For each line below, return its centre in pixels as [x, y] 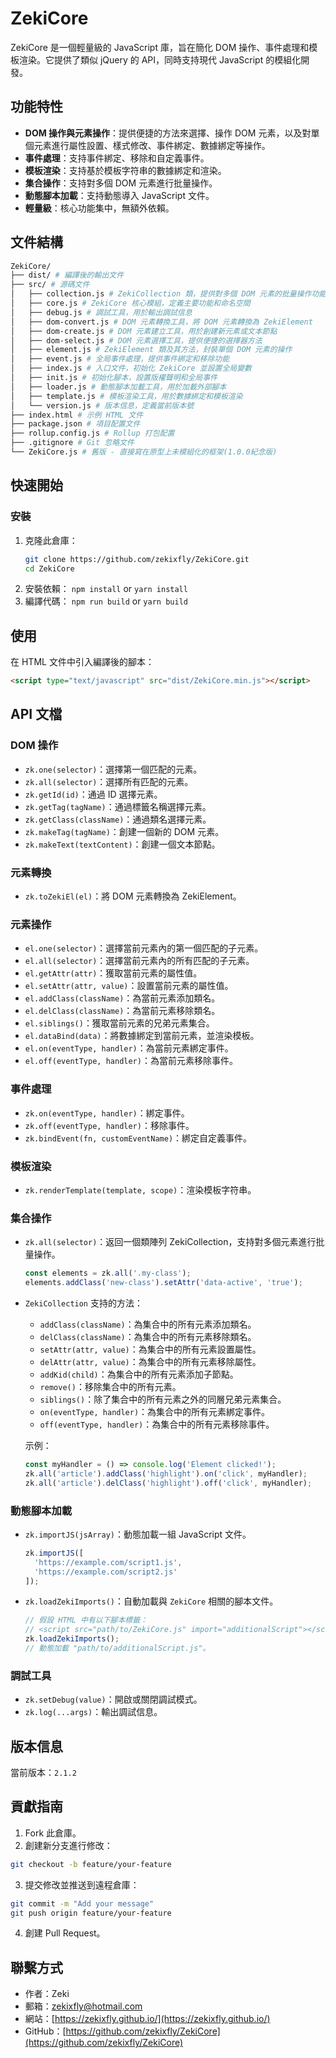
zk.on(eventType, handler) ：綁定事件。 [107, 1113]
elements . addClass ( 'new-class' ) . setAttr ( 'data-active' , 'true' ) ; [163, 1283]
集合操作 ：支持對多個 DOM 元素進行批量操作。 [121, 183]
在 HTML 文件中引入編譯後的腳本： [82, 662]
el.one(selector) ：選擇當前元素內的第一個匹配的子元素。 [144, 948]
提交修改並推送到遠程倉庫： [82, 1884]
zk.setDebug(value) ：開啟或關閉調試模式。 [113, 1699]
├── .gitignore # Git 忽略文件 [72, 443]
